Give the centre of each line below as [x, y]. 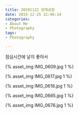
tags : [11, 33]
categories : [17, 19]
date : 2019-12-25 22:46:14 [33, 14]
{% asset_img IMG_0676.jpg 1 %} [39, 105]
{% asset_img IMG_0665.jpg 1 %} [39, 96]
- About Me [16, 24]
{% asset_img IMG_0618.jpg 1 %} [39, 86]
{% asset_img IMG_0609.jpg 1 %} [39, 66]
